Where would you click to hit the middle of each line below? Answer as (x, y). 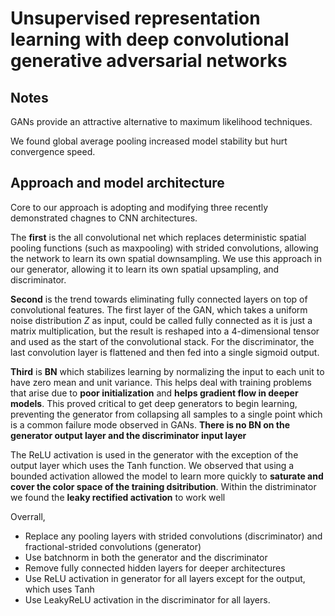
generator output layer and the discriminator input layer (128, 435)
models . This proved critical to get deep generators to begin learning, (154, 403)
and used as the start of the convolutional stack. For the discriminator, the (162, 341)
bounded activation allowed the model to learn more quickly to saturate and (167, 476)
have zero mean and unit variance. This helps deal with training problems (161, 382)
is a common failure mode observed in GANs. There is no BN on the (150, 424)
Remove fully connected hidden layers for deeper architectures (155, 568)
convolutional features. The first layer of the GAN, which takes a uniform (159, 309)
